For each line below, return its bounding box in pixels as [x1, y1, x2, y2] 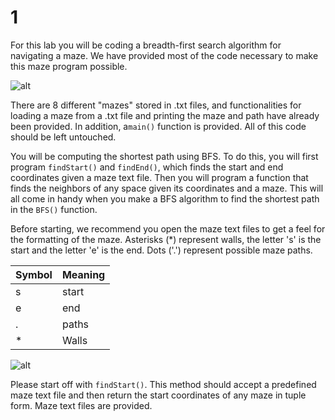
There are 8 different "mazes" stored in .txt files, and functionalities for [10, 99, 302, 111]
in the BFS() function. [10, 203, 98, 215]
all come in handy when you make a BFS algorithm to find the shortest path [10, 192, 320, 205]
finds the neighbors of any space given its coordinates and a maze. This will [10, 182, 324, 194]
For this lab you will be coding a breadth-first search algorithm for [10, 39, 282, 51]
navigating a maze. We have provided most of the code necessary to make [10, 49, 319, 61]
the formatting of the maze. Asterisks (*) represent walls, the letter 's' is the [10, 233, 322, 245]
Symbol [15, 267, 53, 281]
